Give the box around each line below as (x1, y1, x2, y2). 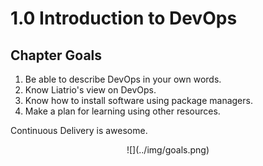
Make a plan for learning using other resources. (24, 105, 221, 117)
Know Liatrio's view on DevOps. (24, 84, 157, 96)
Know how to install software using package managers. (24, 95, 253, 106)
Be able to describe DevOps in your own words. (24, 73, 222, 85)
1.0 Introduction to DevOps (10, 7, 238, 30)
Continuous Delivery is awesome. (10, 125, 148, 136)
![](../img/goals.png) (126, 144, 210, 156)
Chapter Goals (10, 47, 103, 64)
